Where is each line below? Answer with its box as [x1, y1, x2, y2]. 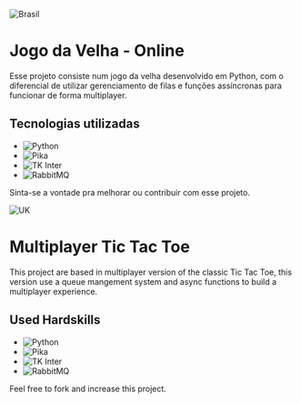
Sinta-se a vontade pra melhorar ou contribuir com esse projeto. [9, 186, 250, 197]
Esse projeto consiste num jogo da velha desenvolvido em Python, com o [9, 70, 284, 81]
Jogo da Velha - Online [9, 41, 185, 61]
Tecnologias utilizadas [9, 116, 140, 132]
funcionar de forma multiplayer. [9, 89, 127, 100]
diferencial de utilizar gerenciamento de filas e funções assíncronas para [9, 80, 282, 91]
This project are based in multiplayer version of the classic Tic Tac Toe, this [9, 267, 293, 277]
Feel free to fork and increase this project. [9, 383, 166, 394]
